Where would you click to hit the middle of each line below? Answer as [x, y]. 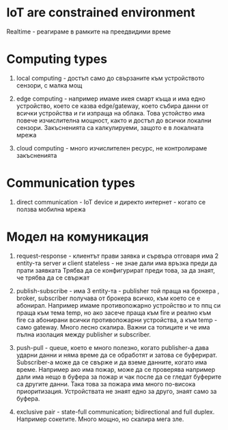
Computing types [57, 59]
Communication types [71, 183]
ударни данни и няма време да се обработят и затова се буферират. [117, 355]
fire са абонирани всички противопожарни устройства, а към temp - [117, 320]
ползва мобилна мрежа [51, 209]
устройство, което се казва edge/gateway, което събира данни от [112, 106]
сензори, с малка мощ [49, 85]
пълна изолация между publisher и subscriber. [84, 334]
